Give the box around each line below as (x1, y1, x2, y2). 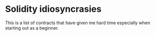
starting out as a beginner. (5, 25, 59, 31)
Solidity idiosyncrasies (5, 3, 102, 15)
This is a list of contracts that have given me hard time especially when (5, 20, 151, 26)
